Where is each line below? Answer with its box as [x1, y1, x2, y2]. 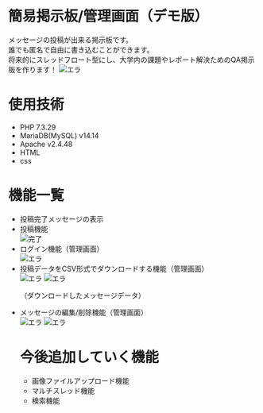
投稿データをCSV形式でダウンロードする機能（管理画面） [19, 264, 209, 273]
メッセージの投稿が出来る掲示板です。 [8, 35, 133, 44]
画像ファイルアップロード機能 [31, 376, 130, 385]
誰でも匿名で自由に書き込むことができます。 [8, 44, 154, 54]
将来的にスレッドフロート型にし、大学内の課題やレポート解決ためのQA [8, 55, 241, 64]
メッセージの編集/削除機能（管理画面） [19, 307, 149, 317]
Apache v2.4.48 [19, 139, 73, 149]
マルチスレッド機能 [31, 386, 95, 396]
